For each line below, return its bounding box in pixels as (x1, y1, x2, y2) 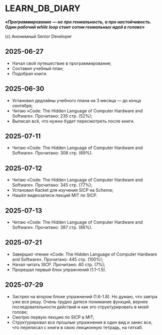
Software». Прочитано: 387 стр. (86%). (12, 225, 93, 230)
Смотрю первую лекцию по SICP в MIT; (12, 314, 95, 320)
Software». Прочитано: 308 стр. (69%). (12, 150, 93, 156)
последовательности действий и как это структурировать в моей (12, 304, 149, 310)
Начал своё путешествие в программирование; (12, 60, 112, 66)
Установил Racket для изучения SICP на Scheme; (12, 187, 114, 193)
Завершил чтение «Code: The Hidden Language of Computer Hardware (12, 251, 158, 257)
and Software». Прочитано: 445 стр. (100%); (12, 256, 103, 262)
